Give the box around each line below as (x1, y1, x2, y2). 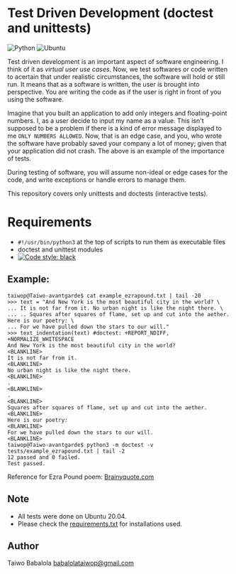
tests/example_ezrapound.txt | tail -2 (7, 448, 125, 455)
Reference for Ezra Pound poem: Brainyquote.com (7, 472, 154, 481)
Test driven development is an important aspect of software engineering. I (7, 57, 224, 65)
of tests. (7, 154, 32, 163)
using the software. (7, 94, 64, 104)
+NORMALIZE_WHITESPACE (7, 335, 74, 342)
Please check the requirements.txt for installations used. (17, 519, 182, 528)
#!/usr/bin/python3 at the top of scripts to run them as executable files (17, 237, 225, 246)
